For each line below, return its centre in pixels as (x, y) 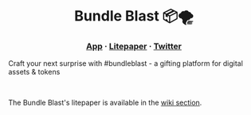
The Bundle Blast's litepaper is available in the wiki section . (105, 103)
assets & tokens (34, 72)
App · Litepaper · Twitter (134, 47)
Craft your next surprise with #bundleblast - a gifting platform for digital (125, 63)
